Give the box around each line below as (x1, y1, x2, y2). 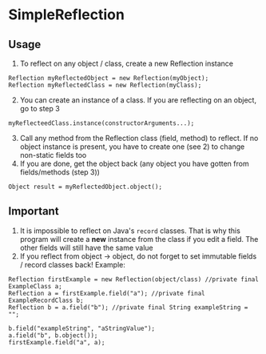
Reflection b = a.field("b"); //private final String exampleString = (8, 303, 248, 312)
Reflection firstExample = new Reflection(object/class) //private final (8, 275, 260, 284)
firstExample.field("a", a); (8, 338, 105, 346)
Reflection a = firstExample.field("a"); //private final (8, 289, 205, 297)
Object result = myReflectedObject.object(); (8, 183, 162, 191)
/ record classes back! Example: (19, 259, 125, 269)
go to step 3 (19, 104, 60, 113)
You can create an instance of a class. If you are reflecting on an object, (19, 95, 257, 105)
